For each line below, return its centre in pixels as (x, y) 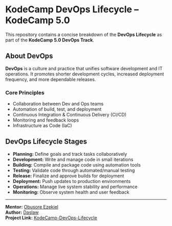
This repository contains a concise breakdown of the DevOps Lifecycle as (84, 34)
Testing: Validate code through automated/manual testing (74, 170)
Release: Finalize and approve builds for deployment (68, 176)
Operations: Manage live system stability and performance (75, 187)
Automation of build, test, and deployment (57, 109)
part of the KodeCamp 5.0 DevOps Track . (50, 40)
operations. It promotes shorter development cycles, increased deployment (85, 74)
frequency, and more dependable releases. (51, 79)
